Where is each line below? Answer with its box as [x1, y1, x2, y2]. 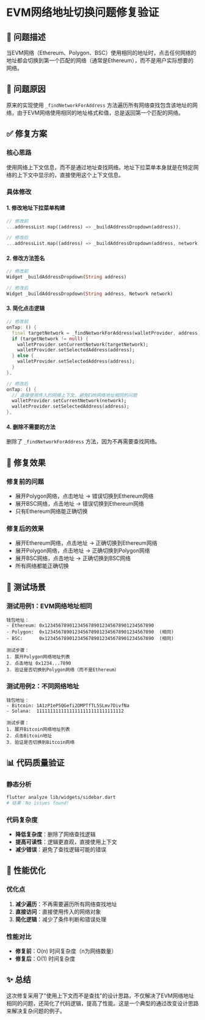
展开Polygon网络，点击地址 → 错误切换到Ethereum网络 [15, 492, 154, 500]
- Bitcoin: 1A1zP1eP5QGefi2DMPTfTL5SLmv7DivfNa [6, 703, 130, 709]
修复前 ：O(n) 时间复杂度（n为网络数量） [15, 947, 117, 955]
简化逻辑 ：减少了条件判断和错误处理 [15, 916, 107, 923]
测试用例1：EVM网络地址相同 [6, 602, 93, 610]
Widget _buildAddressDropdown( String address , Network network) [6, 291, 173, 297]
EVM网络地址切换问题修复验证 [6, 5, 159, 20]
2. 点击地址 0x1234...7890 [6, 660, 71, 666]
